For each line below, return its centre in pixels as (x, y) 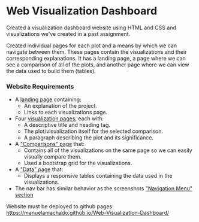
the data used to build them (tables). (51, 71)
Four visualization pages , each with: (59, 118)
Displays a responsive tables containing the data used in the (98, 176)
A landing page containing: (48, 99)
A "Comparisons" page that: (50, 144)
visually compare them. (53, 157)
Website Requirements (40, 86)
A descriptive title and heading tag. (67, 125)
